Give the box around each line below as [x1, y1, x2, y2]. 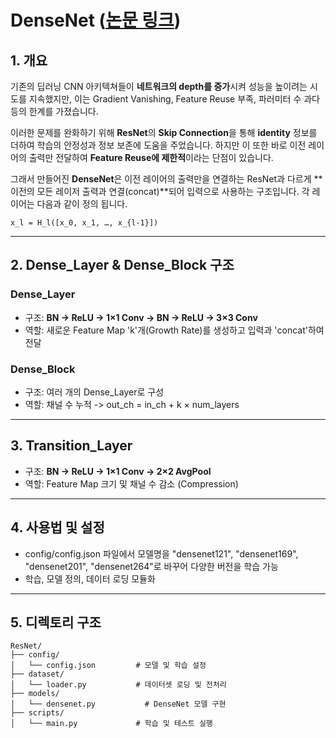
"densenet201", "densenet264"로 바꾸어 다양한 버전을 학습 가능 [24, 560, 279, 572]
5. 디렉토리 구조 [10, 614, 102, 631]
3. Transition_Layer [10, 437, 133, 455]
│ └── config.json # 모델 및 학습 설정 [10, 661, 207, 671]
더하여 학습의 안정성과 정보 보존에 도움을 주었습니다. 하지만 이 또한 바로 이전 [10, 139, 307, 151]
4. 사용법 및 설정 [10, 519, 105, 536]
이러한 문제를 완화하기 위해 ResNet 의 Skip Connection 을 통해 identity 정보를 [10, 127, 318, 138]
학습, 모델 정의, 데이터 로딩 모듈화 [24, 572, 156, 585]
